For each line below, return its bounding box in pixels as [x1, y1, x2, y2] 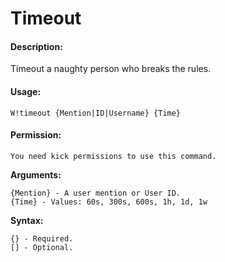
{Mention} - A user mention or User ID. [10, 188, 182, 198]
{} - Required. [10, 233, 74, 244]
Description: [10, 40, 63, 52]
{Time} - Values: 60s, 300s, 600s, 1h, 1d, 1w [10, 197, 208, 207]
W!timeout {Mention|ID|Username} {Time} [10, 108, 182, 118]
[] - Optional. [10, 242, 74, 252]
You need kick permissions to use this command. [10, 151, 217, 161]
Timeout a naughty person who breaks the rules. [10, 63, 212, 75]
